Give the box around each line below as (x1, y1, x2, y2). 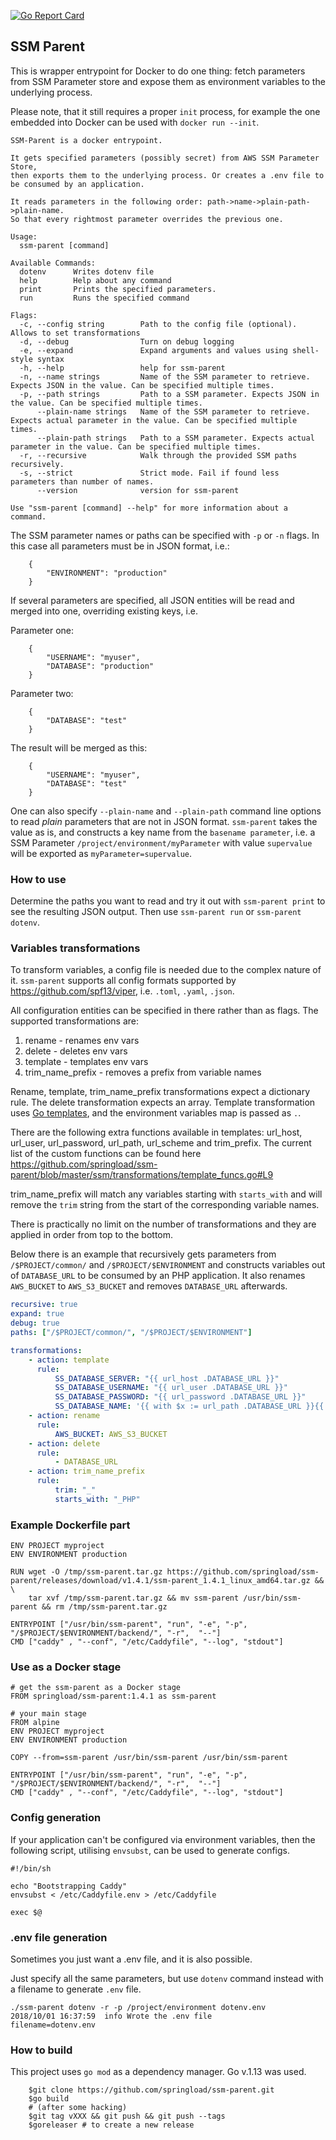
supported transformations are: (10, 1015, 140, 1027)
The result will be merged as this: (10, 741, 148, 754)
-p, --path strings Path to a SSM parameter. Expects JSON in (19, 389, 320, 399)
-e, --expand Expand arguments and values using (19, 345, 288, 355)
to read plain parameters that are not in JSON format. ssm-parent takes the (10, 815, 318, 827)
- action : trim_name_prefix (28, 1466, 145, 1477)
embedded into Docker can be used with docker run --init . (10, 116, 260, 128)
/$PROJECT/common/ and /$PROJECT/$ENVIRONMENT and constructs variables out (10, 1259, 326, 1271)
